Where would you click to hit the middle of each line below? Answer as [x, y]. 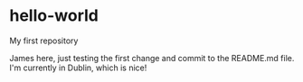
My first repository [44, 41]
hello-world [54, 16]
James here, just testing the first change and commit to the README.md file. [152, 58]
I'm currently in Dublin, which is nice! [78, 68]
